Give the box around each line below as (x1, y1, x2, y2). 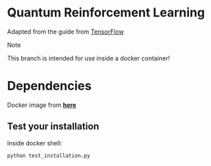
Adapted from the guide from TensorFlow (7, 27, 125, 36)
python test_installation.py (7, 152, 90, 159)
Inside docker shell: (7, 139, 62, 147)
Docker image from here (7, 101, 77, 109)
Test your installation (7, 121, 99, 132)
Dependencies (7, 78, 92, 94)
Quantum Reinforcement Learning (7, 5, 206, 21)
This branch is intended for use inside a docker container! (7, 54, 170, 62)
